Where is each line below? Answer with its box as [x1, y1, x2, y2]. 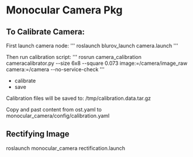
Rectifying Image [6, 129, 70, 139]
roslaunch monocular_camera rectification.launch [6, 144, 126, 152]
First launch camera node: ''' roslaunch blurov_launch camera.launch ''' [6, 42, 178, 49]
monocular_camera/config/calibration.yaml [6, 112, 110, 119]
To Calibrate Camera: [6, 27, 85, 37]
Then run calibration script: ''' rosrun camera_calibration [6, 54, 142, 60]
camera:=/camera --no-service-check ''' [6, 66, 105, 73]
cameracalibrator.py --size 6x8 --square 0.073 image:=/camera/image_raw [6, 60, 188, 67]
